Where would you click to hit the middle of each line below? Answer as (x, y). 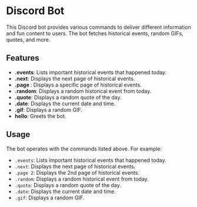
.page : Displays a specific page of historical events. (78, 85)
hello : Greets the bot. (40, 116)
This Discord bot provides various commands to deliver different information (98, 27)
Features (23, 58)
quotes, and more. (28, 39)
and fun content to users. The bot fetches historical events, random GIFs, (95, 33)
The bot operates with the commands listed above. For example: (84, 149)
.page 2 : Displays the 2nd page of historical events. (77, 172)
